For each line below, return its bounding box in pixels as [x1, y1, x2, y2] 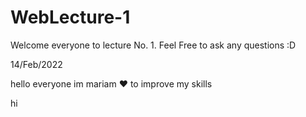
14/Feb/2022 [10, 58, 63, 70]
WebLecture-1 [10, 6, 131, 29]
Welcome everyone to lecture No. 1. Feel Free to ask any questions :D [10, 39, 297, 51]
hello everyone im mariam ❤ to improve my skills [10, 77, 213, 90]
